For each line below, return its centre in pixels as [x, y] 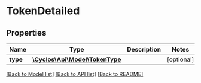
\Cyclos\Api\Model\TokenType [77, 59]
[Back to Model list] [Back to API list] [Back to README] [75, 74]
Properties [26, 33]
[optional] [180, 59]
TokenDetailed [43, 11]
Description [144, 50]
